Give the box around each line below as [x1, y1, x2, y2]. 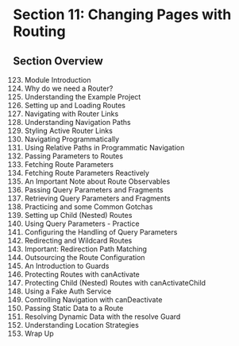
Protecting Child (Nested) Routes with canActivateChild [24, 278, 206, 287]
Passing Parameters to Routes [24, 151, 124, 161]
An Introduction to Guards [24, 261, 110, 270]
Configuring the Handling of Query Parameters [24, 227, 178, 236]
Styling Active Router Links [24, 126, 114, 135]
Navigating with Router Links [24, 109, 119, 119]
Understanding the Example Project [24, 92, 141, 101]
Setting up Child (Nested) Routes [24, 211, 133, 220]
